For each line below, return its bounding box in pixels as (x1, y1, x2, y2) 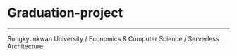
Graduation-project (7, 5, 123, 21)
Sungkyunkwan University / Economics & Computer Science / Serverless (7, 34, 220, 43)
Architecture (7, 42, 44, 50)
